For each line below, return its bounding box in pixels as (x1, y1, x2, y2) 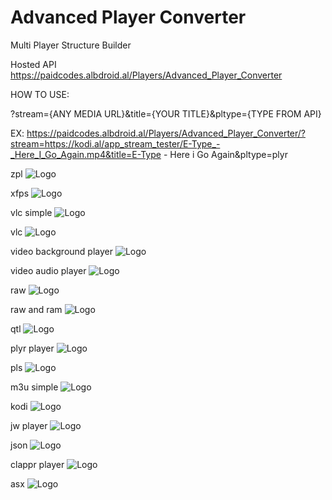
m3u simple (10, 381, 59, 393)
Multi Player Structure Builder (10, 39, 132, 51)
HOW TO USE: (10, 88, 70, 100)
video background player (10, 245, 113, 257)
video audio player (10, 264, 87, 276)
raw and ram (10, 303, 63, 315)
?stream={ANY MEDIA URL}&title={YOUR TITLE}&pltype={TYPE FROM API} (10, 107, 322, 120)
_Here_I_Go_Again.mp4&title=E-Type (10, 148, 162, 160)
